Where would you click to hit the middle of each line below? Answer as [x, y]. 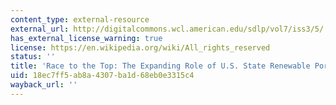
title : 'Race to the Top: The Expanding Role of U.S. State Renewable [160, 66]
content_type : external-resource [80, 19]
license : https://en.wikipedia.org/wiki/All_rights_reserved [140, 47]
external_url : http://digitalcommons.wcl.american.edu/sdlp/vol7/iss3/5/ [167, 29]
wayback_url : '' [44, 85]
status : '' [33, 57]
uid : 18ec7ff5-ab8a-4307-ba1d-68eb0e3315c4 [102, 76]
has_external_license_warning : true [86, 38]
